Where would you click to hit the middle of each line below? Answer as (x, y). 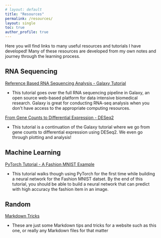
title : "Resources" (25, 14)
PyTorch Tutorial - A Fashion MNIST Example (50, 164)
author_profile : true (27, 32)
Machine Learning (33, 153)
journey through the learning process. (43, 56)
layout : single (20, 23)
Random (18, 204)
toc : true (15, 28)
